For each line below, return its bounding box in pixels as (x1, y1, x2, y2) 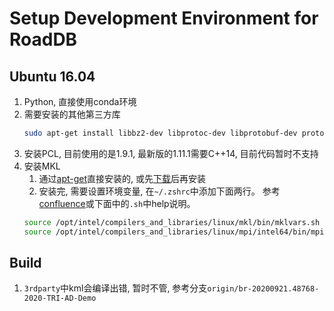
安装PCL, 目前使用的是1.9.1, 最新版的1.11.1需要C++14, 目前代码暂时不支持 (23, 147, 319, 159)
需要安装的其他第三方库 (23, 108, 121, 120)
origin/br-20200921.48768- (207, 284, 320, 294)
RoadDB (9, 28, 78, 51)
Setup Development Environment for (9, 7, 319, 30)
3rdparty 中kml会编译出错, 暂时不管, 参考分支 (23, 282, 208, 294)
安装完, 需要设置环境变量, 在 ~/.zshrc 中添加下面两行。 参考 (38, 185, 281, 197)
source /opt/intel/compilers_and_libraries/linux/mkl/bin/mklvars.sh (23, 217, 321, 227)
